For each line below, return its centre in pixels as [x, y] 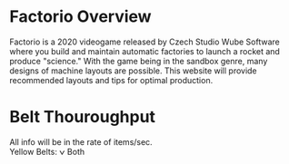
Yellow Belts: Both [47, 151]
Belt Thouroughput [83, 117]
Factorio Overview [80, 17]
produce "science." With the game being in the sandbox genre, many [139, 61]
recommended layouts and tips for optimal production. [111, 80]
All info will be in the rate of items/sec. [81, 141]
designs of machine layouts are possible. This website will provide [133, 71]
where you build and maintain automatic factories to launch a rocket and [144, 51]
